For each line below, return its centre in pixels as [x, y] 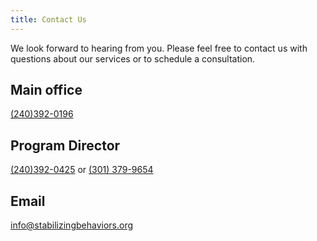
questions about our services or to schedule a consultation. [133, 58]
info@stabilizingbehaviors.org [72, 225]
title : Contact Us [48, 19]
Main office [46, 90]
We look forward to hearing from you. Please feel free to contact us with [159, 48]
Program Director [65, 145]
